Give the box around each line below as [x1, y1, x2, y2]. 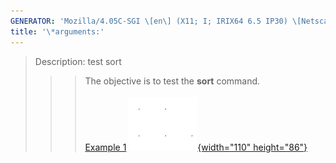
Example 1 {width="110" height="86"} [84, 141, 308, 153]
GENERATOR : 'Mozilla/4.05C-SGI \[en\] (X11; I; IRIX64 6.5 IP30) [10, 16, 288, 26]
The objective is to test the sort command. [84, 75, 261, 87]
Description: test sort [34, 55, 122, 67]
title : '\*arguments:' [10, 26, 105, 37]
